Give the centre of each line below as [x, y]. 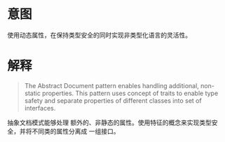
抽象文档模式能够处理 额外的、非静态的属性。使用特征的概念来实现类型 [109, 122]
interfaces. [40, 108]
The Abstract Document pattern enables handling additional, [112, 85]
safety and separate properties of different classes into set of [113, 100]
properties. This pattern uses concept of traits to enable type [130, 93]
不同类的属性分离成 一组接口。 [75, 131]
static [32, 93]
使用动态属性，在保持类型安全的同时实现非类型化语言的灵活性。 [99, 35]
